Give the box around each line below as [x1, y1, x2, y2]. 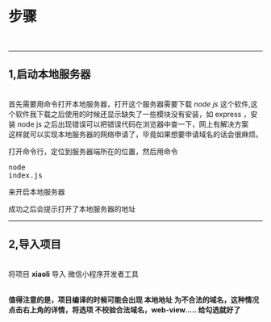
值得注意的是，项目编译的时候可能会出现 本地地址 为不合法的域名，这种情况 [8, 295, 260, 304]
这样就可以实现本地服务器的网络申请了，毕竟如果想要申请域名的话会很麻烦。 [8, 129, 263, 139]
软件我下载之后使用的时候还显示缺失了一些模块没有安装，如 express [15, 109, 242, 119]
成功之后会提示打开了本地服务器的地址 [8, 203, 135, 214]
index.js [8, 170, 43, 180]
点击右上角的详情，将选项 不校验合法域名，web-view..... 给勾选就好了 [8, 304, 241, 315]
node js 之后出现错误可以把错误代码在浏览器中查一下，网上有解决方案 [17, 119, 248, 129]
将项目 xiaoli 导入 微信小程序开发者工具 [8, 269, 140, 278]
